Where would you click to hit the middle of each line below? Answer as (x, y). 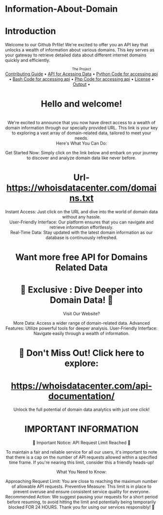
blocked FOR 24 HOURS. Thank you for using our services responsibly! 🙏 (81, 507)
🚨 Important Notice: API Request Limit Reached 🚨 (81, 443)
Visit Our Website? (81, 314)
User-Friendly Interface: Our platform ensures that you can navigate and (81, 222)
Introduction (31, 31)
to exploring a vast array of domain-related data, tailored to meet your (81, 133)
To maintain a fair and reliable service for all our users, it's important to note (81, 452)
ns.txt (81, 198)
